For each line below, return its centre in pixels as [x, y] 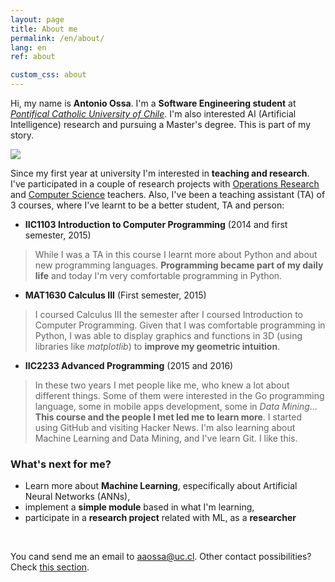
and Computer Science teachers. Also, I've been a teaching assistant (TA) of [168, 194]
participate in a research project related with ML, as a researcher [160, 518]
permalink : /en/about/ [57, 38]
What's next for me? [61, 464]
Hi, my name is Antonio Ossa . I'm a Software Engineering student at [153, 103]
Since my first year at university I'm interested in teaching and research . [160, 173]
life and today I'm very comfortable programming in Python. [158, 275]
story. [22, 135]
